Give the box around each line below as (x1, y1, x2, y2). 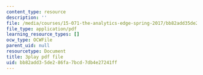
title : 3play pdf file (6, 54, 63, 60)
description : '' (6, 15, 47, 21)
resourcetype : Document (6, 48, 66, 54)
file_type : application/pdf (6, 25, 77, 32)
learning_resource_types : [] (6, 31, 80, 37)
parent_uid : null (6, 43, 50, 49)
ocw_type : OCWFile (6, 37, 53, 43)
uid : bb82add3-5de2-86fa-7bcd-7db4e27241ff (6, 59, 118, 65)
